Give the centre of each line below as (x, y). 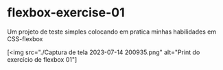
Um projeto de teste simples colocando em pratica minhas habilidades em (112, 32)
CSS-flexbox (25, 38)
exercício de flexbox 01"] (42, 59)
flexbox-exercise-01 (66, 13)
